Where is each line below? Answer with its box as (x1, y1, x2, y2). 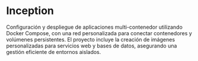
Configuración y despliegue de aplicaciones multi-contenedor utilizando (6, 23, 183, 30)
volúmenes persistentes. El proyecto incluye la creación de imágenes (6, 36, 175, 43)
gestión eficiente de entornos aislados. (6, 48, 101, 55)
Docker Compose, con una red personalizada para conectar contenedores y (6, 29, 193, 36)
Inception (6, 4, 55, 18)
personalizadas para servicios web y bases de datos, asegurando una (6, 42, 177, 49)
